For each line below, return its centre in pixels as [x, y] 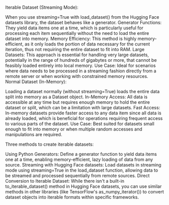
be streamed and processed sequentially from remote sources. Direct [77, 176]
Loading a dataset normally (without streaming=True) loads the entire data [82, 91]
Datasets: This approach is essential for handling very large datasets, [77, 55]
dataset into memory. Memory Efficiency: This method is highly [71, 38]
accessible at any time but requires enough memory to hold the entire [78, 102]
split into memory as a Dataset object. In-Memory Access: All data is [76, 97]
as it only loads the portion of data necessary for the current [87, 44]
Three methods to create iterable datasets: [50, 144]
